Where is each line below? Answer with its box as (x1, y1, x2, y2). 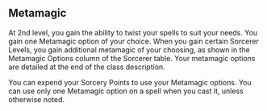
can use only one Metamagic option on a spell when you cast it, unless (8, 86, 244, 96)
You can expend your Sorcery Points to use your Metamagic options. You (8, 77, 252, 87)
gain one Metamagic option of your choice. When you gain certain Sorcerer (8, 36, 260, 46)
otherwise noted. (8, 94, 65, 104)
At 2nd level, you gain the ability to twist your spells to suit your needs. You (8, 27, 258, 37)
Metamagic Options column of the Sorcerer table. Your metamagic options (8, 53, 256, 63)
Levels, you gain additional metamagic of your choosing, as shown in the (8, 44, 250, 55)
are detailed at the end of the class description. (8, 62, 165, 72)
